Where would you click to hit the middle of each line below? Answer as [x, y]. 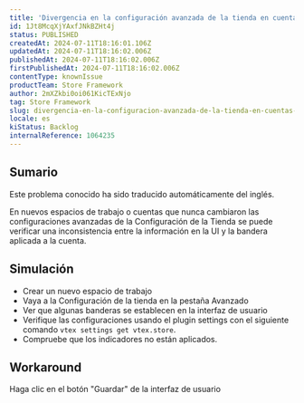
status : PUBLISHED [44, 34]
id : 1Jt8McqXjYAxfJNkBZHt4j [62, 26]
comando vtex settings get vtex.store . [99, 329]
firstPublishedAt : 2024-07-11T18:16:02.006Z [95, 69]
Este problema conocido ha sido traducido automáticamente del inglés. [142, 194]
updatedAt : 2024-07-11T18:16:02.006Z [81, 52]
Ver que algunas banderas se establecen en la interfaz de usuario [145, 310]
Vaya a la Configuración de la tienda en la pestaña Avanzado [135, 301]
